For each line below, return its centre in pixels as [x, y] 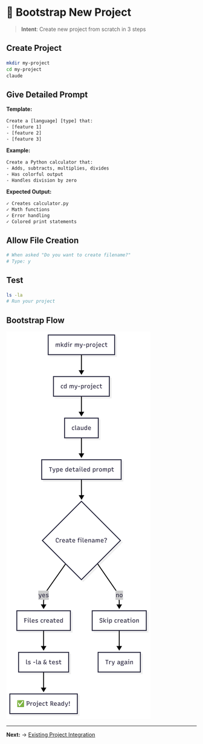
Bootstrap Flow [35, 320]
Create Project [34, 48]
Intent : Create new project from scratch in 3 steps [83, 29]
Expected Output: [29, 192]
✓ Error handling [28, 216]
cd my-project [24, 69]
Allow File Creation [43, 240]
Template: [19, 109]
